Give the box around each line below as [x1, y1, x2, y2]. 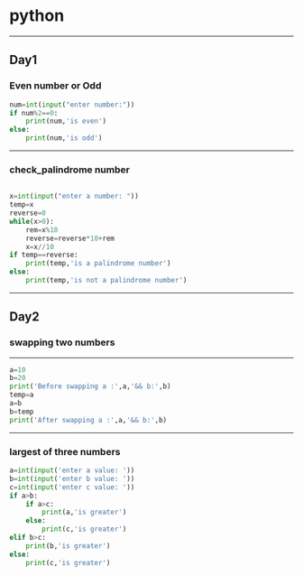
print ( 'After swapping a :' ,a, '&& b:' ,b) [9, 415, 168, 424]
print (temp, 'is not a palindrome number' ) [25, 276, 188, 285]
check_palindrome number [9, 163, 131, 176]
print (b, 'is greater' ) [25, 541, 111, 551]
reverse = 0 [9, 209, 47, 218]
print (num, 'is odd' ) [25, 134, 103, 143]
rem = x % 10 [25, 225, 59, 235]
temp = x [9, 200, 34, 209]
